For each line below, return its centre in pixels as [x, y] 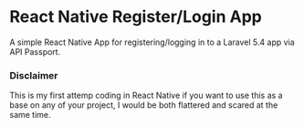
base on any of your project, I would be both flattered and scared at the [144, 105]
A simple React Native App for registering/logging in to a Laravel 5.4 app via [152, 42]
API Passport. [35, 51]
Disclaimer [34, 75]
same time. [31, 115]
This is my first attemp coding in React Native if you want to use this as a [146, 95]
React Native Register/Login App [136, 17]
